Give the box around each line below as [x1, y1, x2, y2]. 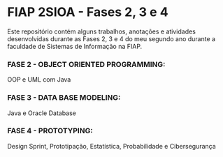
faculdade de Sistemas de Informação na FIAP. [7, 42, 143, 50]
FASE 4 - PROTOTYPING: [7, 126, 93, 136]
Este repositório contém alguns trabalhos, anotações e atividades [7, 27, 196, 36]
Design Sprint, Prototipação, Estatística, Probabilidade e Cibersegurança [7, 142, 217, 150]
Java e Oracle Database [7, 109, 77, 117]
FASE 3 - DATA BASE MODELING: [7, 93, 121, 103]
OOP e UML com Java [7, 75, 71, 84]
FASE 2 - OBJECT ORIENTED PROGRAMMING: [7, 59, 166, 69]
